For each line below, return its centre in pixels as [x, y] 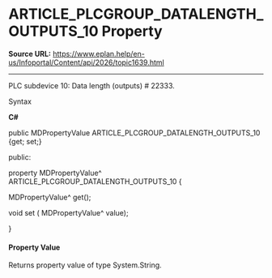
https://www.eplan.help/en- [99, 53]
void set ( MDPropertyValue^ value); [68, 212]
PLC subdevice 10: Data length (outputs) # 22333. [92, 85]
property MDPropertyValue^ [55, 173]
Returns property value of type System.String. [85, 265]
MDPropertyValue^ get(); [50, 197]
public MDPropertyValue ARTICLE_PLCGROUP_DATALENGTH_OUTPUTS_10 [134, 133]
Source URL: [30, 53]
